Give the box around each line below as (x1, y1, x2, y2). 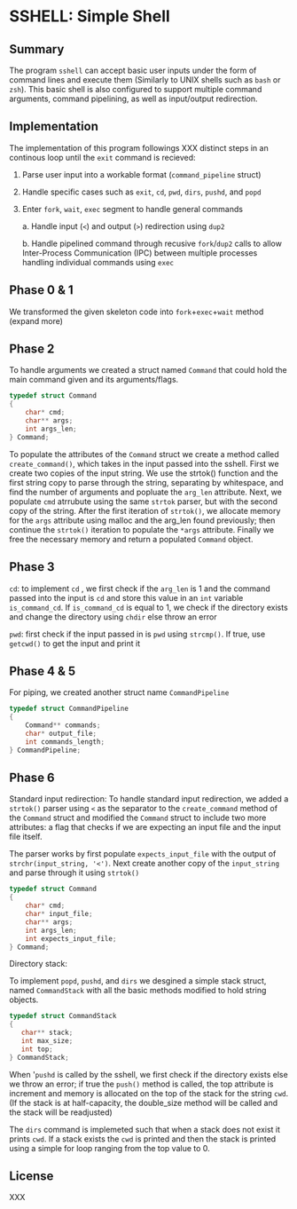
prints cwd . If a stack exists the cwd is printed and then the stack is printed (9, 1134, 277, 1144)
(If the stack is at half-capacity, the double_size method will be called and (9, 1097, 278, 1108)
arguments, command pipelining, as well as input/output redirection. (9, 93, 259, 104)
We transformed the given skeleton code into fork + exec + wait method (9, 306, 264, 317)
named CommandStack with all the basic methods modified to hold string (9, 985, 267, 996)
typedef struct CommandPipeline (9, 704, 129, 714)
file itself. (9, 832, 43, 842)
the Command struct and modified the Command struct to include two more (9, 812, 267, 823)
